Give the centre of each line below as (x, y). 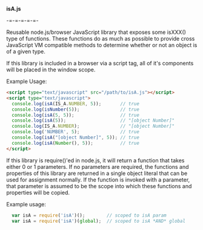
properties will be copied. (38, 192)
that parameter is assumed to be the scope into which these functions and (99, 186)
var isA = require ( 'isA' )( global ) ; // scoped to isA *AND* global (99, 221)
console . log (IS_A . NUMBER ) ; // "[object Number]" (93, 126)
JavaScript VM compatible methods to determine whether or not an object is (102, 45)
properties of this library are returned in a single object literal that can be (97, 173)
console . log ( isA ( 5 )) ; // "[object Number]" (93, 120)
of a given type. (26, 51)
